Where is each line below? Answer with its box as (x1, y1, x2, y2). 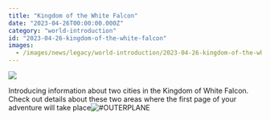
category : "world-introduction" (8, 26, 117, 34)
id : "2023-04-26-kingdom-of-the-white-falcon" (8, 34, 167, 42)
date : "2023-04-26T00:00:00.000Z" (8, 19, 125, 27)
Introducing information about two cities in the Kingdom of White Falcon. (8, 86, 249, 95)
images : (8, 42, 35, 50)
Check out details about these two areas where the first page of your (8, 94, 237, 104)
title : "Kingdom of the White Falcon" (8, 11, 138, 20)
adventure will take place (8, 103, 92, 112)
